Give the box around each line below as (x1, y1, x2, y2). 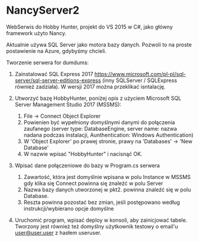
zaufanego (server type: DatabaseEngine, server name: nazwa (23, 125, 177, 132)
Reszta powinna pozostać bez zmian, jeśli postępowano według (23, 199, 180, 206)
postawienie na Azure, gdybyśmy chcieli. (6, 47, 107, 54)
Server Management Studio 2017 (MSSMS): (14, 100, 122, 108)
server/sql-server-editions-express (14, 77, 101, 84)
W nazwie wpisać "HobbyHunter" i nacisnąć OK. (23, 150, 143, 158)
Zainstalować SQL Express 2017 (14, 70, 93, 77)
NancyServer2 (6, 4, 80, 17)
